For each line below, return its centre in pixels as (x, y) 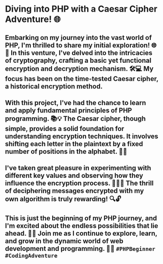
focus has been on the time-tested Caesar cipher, (82, 79)
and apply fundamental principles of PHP (69, 110)
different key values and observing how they (74, 176)
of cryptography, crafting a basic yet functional (78, 60)
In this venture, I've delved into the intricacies (81, 53)
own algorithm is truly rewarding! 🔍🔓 (63, 199)
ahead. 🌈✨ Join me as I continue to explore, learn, (81, 233)
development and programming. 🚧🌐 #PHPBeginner (80, 249)
